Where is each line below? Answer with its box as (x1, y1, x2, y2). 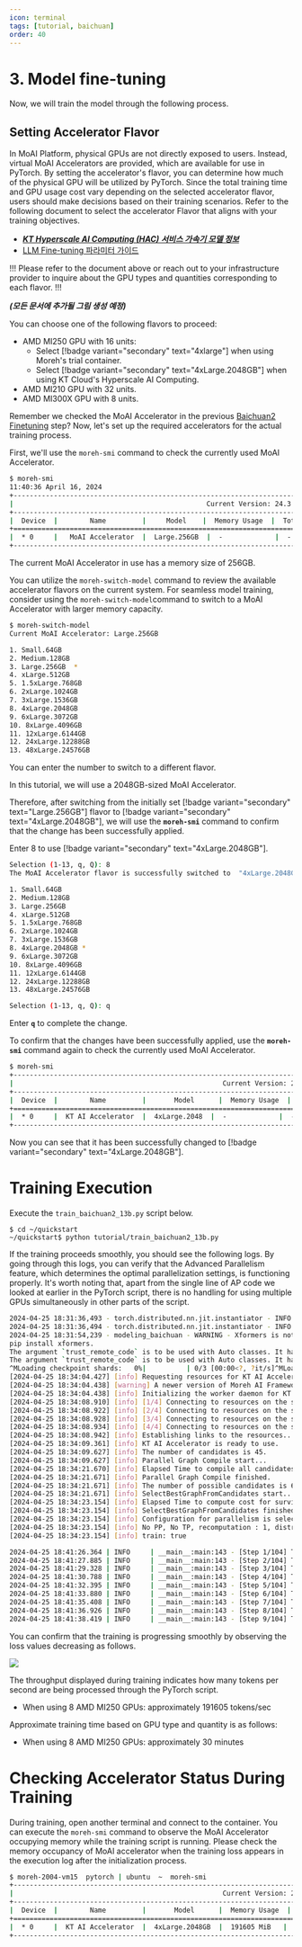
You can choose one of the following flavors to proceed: (9, 318, 218, 329)
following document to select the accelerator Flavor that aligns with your (9, 206, 278, 217)
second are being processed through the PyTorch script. (9, 1684, 218, 1695)
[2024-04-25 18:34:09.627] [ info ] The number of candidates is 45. (9, 1448, 268, 1457)
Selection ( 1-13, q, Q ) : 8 (9, 861, 111, 870)
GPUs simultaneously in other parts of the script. (9, 1297, 191, 1308)
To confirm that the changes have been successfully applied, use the (9, 1035, 265, 1046)
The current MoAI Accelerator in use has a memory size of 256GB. (9, 558, 256, 567)
